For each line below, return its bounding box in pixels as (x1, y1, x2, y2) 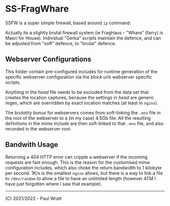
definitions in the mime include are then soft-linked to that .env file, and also (5, 120, 164, 127)
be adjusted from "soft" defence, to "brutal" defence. (5, 40, 116, 46)
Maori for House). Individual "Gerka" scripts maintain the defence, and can (5, 35, 161, 41)
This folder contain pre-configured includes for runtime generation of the (5, 68, 158, 74)
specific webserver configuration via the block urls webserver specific (5, 74, 153, 80)
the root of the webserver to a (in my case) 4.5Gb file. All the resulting (5, 115, 151, 121)
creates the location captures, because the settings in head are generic (5, 94, 154, 100)
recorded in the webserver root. (5, 126, 72, 132)
